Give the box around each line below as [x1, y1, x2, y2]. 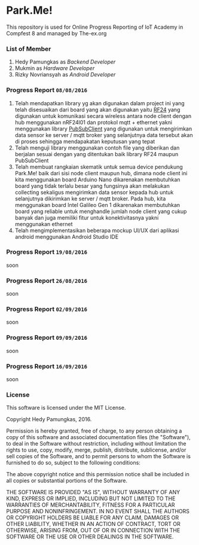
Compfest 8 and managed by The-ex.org [6, 29, 107, 36]
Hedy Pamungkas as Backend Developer [14, 58, 116, 66]
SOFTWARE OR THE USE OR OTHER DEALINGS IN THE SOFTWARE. [6, 533, 174, 540]
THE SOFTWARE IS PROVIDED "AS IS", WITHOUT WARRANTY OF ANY [6, 489, 180, 496]
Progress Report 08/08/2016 [6, 86, 88, 95]
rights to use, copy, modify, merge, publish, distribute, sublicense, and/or [6, 446, 186, 453]
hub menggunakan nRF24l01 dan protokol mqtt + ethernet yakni [14, 118, 173, 126]
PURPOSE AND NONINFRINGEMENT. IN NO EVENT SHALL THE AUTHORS [6, 508, 190, 515]
